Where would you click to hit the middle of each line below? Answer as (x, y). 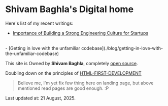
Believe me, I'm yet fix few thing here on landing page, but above (86, 83)
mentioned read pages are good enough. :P (63, 88)
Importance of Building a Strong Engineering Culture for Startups (80, 33)
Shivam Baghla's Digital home (69, 9)
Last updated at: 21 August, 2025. (41, 98)
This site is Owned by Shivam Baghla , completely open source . (72, 63)
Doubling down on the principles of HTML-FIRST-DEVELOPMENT (73, 73)
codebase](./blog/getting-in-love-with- (122, 48)
